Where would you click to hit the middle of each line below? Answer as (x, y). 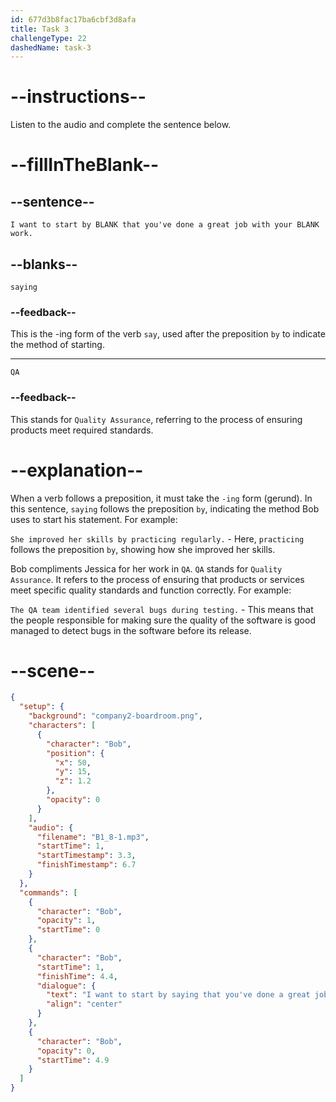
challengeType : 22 (48, 38)
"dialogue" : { (66, 986)
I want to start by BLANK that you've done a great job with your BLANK (165, 225)
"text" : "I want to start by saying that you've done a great (178, 995)
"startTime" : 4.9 (73, 1060)
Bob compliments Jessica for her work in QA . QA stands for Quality (146, 568)
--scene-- (53, 670)
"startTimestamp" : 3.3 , (86, 856)
